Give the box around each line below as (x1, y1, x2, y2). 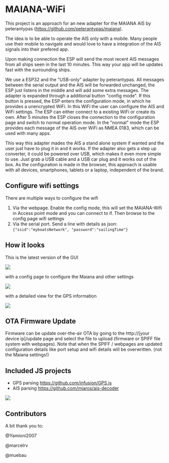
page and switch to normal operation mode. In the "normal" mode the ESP (5, 119, 159, 125)
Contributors (5, 409, 47, 418)
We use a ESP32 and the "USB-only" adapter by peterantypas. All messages (5, 76, 164, 82)
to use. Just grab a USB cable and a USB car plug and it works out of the (5, 156, 156, 162)
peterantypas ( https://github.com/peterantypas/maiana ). (5, 25, 123, 31)
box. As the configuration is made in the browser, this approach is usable (5, 161, 157, 167)
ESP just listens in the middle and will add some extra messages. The (5, 87, 149, 93)
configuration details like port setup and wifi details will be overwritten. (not (5, 346, 162, 352)
